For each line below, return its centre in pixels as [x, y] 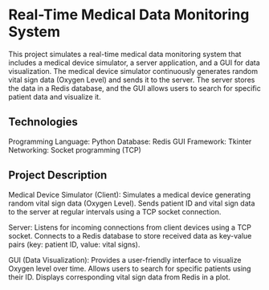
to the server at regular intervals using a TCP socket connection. [115, 211]
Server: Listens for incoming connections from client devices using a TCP [130, 227]
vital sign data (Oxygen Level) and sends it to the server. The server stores [132, 80]
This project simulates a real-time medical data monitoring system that [125, 54]
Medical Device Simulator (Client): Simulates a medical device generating [130, 194]
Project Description [58, 176]
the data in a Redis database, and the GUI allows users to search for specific [134, 88]
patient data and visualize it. [55, 96]
